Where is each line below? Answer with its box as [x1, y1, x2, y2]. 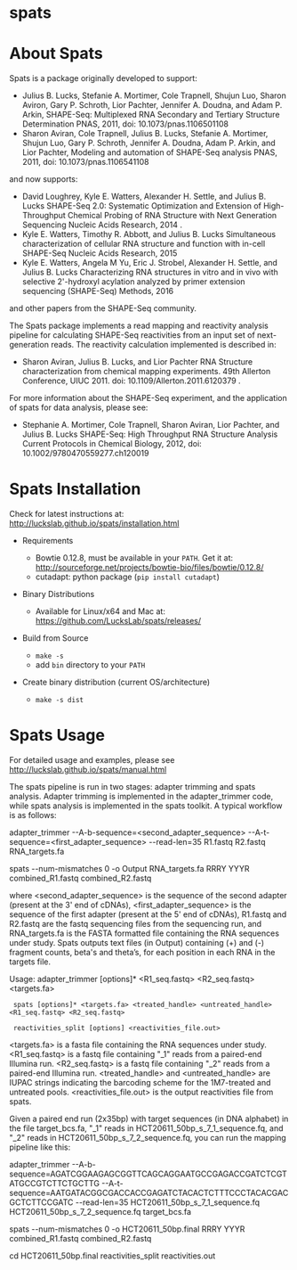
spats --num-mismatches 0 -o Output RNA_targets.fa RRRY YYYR [9, 864, 250, 873]
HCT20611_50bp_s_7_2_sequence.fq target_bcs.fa [9, 1207, 192, 1217]
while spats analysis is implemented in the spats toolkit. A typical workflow [9, 800, 283, 811]
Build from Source [21, 633, 89, 643]
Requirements [21, 536, 74, 546]
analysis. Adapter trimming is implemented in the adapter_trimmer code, [9, 791, 274, 801]
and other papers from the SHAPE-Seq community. [9, 303, 197, 314]
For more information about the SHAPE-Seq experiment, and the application [9, 393, 287, 404]
